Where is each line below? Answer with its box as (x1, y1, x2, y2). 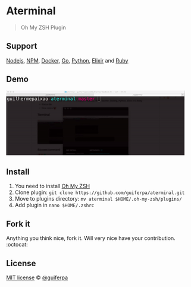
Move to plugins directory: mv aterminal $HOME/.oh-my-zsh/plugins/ (14, 195, 183, 202)
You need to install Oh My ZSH (14, 183, 90, 190)
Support (6, 41, 37, 51)
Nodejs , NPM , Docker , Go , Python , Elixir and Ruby (6, 57, 129, 64)
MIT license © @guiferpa (6, 274, 68, 281)
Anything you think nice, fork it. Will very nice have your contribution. (6, 235, 176, 242)
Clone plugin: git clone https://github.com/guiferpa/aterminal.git (14, 189, 185, 196)
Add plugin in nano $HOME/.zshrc (14, 201, 95, 209)
